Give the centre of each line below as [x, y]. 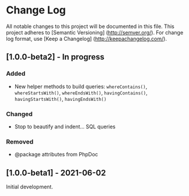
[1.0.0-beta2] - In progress [55, 57]
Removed [20, 142]
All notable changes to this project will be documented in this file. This [90, 26]
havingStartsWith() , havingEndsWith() [60, 99]
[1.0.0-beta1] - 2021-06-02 [56, 173]
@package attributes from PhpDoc [56, 155]
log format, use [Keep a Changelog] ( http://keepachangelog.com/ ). [87, 38]
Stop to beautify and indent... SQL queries [65, 127]
